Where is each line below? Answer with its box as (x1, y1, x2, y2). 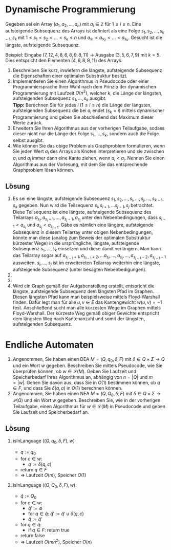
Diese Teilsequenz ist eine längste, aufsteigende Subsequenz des (12, 209, 152, 215)
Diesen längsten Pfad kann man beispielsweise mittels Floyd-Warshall (12, 294, 160, 300)
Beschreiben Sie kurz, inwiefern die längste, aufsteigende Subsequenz (12, 67, 162, 73)
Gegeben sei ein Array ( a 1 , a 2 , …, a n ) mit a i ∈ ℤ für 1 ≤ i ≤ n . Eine (5, 21, 142, 28)
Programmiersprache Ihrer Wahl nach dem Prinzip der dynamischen (12, 83, 156, 89)
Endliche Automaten (5, 339, 94, 351)
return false (20, 533, 45, 539)
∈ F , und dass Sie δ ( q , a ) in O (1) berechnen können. (12, 385, 123, 391)
